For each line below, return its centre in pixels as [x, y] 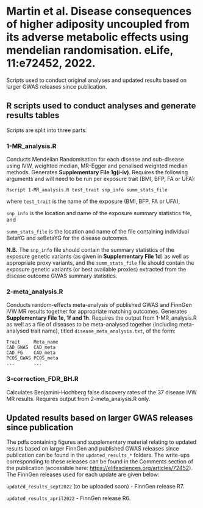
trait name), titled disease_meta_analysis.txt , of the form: [103, 331]
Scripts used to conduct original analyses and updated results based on [97, 80]
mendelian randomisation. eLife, [90, 50]
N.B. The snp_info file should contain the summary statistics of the [91, 250]
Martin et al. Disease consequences [99, 11]
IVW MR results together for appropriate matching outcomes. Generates [97, 311]
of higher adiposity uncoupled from [98, 24]
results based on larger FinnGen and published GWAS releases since [93, 449]
